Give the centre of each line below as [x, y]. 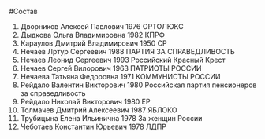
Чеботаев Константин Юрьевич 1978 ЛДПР [93, 126]
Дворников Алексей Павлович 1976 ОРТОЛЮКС [102, 26]
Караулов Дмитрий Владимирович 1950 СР [94, 43]
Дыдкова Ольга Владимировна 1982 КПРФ [92, 35]
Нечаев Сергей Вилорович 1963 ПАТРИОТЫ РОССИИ [111, 68]
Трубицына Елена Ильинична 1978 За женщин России [111, 118]
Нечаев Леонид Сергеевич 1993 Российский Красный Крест [123, 60]
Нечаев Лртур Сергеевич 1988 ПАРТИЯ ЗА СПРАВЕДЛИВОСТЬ [127, 51]
